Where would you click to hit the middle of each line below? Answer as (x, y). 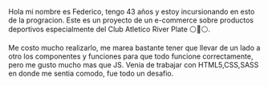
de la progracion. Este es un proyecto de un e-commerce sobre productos (131, 20)
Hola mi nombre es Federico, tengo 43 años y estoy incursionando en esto (132, 12)
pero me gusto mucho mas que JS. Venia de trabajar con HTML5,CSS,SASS (134, 65)
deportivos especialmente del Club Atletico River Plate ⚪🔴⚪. (110, 29)
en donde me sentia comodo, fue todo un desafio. (91, 73)
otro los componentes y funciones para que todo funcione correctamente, (131, 56)
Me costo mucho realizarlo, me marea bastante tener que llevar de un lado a (134, 48)
